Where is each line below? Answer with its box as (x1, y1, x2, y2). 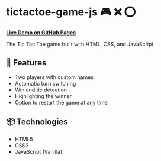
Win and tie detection (14, 86, 67, 93)
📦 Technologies (6, 117, 68, 127)
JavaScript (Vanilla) (14, 148, 63, 155)
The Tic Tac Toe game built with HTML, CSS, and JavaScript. (6, 40, 155, 48)
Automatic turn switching (14, 80, 76, 87)
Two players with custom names (14, 73, 94, 81)
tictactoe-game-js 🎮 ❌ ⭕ (6, 5, 136, 19)
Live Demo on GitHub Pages (6, 29, 76, 36)
